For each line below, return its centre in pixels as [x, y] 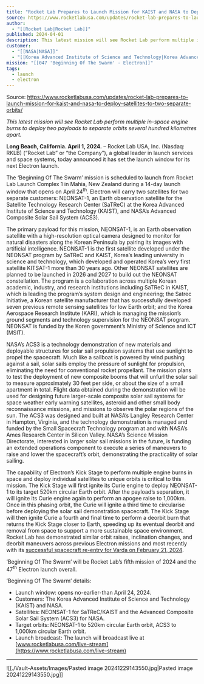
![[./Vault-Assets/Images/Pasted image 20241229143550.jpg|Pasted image [100, 668]
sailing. [15, 460]
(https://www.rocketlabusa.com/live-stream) [70, 651]
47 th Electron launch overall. [42, 568]
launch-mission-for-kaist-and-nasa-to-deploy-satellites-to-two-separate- [99, 103]
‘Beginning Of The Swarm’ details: [49, 581]
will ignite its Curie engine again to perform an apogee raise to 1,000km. [96, 498]
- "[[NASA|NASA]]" [35, 52]
